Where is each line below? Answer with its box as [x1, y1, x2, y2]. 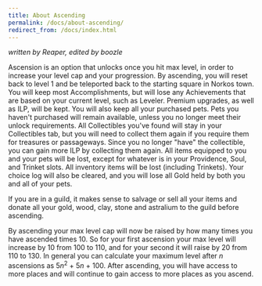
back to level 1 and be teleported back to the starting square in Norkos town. [8, 79, 254, 89]
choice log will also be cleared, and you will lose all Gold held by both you [8, 171, 246, 180]
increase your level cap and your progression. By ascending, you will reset [8, 71, 248, 81]
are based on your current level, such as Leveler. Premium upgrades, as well [8, 96, 254, 106]
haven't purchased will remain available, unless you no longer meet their [8, 113, 241, 122]
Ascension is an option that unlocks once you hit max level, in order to [8, 63, 234, 72]
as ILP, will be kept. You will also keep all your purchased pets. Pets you [8, 104, 239, 114]
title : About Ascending [8, 11, 86, 20]
